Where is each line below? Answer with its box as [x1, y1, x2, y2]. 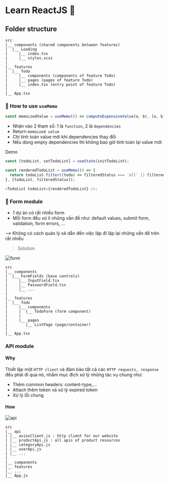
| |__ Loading [5, 47, 37, 52]
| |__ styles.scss [5, 55, 53, 61]
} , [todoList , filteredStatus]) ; [5, 177, 75, 182]
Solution [17, 245, 35, 251]
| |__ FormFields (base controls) [5, 273, 80, 279]
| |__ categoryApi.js [5, 442, 51, 448]
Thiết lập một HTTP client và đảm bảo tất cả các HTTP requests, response [5, 366, 159, 372]
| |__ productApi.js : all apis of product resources [5, 438, 121, 443]
